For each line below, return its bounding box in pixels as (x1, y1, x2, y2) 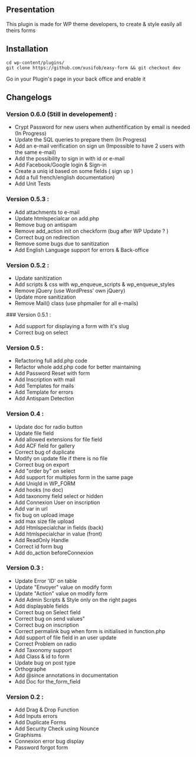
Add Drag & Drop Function (14, 706, 79, 713)
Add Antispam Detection (14, 395, 75, 402)
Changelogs (6, 92, 52, 102)
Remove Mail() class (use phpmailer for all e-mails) (14, 299, 139, 307)
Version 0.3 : (6, 564, 44, 572)
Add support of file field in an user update (14, 634, 117, 641)
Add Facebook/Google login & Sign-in (14, 161, 107, 168)
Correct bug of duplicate (14, 448, 75, 456)
